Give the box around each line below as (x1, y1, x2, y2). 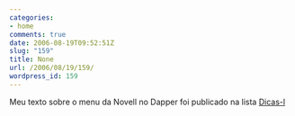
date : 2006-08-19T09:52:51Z (9, 38, 115, 48)
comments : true (9, 30, 67, 39)
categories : (9, 13, 54, 22)
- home (9, 22, 34, 31)
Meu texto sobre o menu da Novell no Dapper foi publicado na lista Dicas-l (9, 96, 286, 107)
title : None (9, 55, 54, 64)
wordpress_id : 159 (9, 72, 78, 81)
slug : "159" (9, 47, 54, 56)
